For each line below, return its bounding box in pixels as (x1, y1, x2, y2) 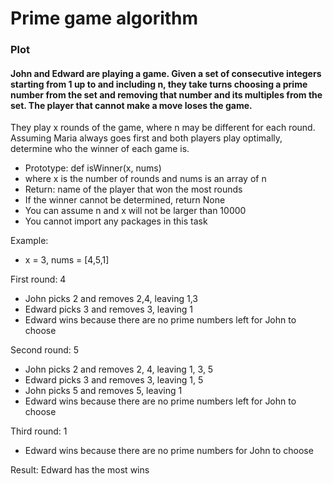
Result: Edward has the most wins (10, 464, 150, 476)
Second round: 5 (10, 344, 80, 356)
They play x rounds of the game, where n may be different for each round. (10, 122, 316, 134)
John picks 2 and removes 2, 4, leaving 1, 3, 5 (24, 363, 214, 376)
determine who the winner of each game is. (10, 143, 190, 155)
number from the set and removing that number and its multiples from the (10, 88, 323, 101)
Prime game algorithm (10, 7, 199, 30)
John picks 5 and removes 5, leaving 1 (24, 385, 183, 397)
